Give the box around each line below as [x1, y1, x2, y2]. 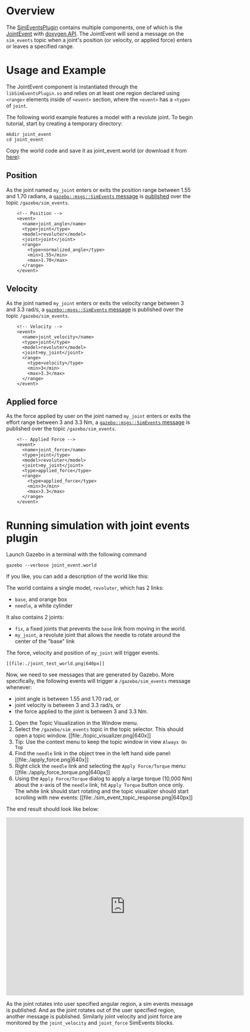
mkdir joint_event [6, 131, 52, 137]
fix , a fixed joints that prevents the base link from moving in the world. [14, 625, 186, 632]
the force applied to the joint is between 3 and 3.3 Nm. [14, 708, 148, 715]
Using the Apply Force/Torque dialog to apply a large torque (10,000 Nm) [14, 775, 193, 782]
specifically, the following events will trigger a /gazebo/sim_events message [6, 678, 191, 685]
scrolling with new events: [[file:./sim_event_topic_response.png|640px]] [14, 794, 193, 801]
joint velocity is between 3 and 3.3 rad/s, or [14, 702, 121, 709]
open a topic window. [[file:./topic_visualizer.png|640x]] [14, 732, 151, 739]
